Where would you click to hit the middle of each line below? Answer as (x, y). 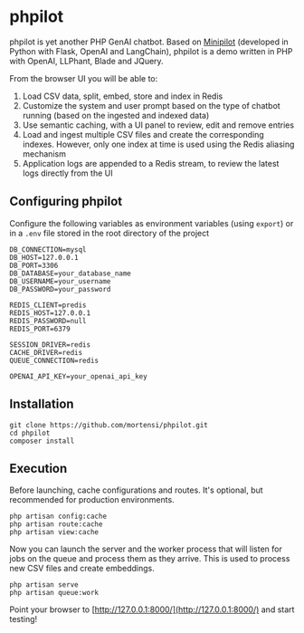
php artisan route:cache (56, 524)
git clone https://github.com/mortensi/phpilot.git (109, 425)
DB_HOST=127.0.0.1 (44, 257)
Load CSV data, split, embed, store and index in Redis (123, 96)
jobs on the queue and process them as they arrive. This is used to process (150, 559)
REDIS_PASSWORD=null (48, 321)
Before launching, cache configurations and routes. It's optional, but (137, 490)
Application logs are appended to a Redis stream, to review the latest (151, 163)
